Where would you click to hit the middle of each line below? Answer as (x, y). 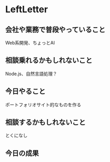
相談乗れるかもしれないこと (49, 61)
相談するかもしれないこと (45, 122)
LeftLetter (27, 9)
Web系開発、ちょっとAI (30, 43)
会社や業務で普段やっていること (55, 29)
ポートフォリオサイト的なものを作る (43, 105)
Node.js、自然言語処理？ (31, 74)
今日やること (25, 91)
